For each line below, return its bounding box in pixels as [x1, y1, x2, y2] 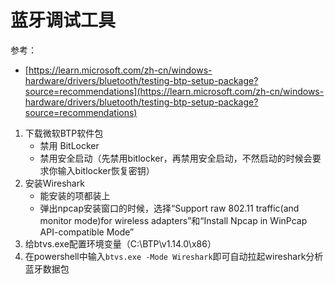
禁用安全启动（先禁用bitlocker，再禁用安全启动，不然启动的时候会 [39, 152, 313, 164]
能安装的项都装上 [39, 189, 111, 201]
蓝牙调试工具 [10, 9, 117, 32]
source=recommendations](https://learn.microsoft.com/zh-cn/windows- [24, 85, 325, 97]
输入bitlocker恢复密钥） [57, 164, 155, 176]
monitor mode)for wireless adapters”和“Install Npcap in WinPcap [39, 214, 308, 226]
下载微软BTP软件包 [24, 127, 104, 139]
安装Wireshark [24, 177, 85, 189]
